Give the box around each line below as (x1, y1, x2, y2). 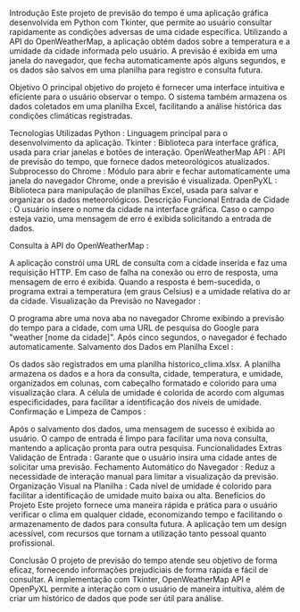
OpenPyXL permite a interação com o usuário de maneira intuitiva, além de (9, 583, 286, 594)
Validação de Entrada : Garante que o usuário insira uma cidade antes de (9, 452, 278, 463)
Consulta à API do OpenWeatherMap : (9, 241, 149, 251)
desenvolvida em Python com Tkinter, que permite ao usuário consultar (9, 17, 272, 28)
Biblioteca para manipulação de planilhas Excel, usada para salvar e (9, 185, 259, 195)
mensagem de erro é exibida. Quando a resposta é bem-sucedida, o (9, 276, 261, 287)
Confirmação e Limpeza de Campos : (9, 406, 146, 417)
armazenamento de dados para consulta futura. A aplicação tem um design (9, 519, 287, 529)
